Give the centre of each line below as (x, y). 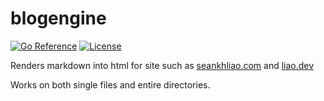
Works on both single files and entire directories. (110, 84)
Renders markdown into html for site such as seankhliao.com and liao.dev (162, 65)
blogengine (58, 18)
